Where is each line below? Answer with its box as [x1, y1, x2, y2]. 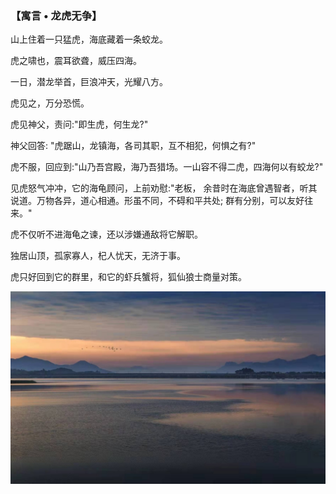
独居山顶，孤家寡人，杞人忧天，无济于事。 [10, 250, 186, 262]
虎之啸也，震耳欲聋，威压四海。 [10, 55, 142, 67]
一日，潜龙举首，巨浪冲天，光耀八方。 [10, 76, 168, 88]
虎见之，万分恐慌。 [10, 97, 90, 109]
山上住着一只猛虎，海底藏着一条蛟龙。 [10, 33, 168, 46]
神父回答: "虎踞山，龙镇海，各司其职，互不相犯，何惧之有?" [10, 140, 257, 152]
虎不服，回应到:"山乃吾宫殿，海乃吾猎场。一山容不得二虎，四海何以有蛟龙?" [10, 161, 324, 173]
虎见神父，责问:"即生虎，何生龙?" [10, 118, 149, 131]
